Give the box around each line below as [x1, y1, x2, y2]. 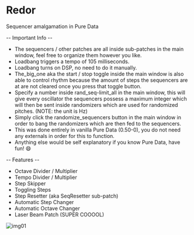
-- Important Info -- [6, 34, 53, 41]
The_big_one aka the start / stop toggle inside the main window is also [14, 70, 184, 77]
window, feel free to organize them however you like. [14, 51, 142, 58]
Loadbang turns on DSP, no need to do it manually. [14, 64, 137, 71]
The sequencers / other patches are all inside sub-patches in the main [14, 45, 184, 53]
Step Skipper [14, 179, 46, 187]
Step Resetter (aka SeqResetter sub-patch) [14, 192, 119, 199]
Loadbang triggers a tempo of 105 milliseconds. [14, 58, 130, 65]
